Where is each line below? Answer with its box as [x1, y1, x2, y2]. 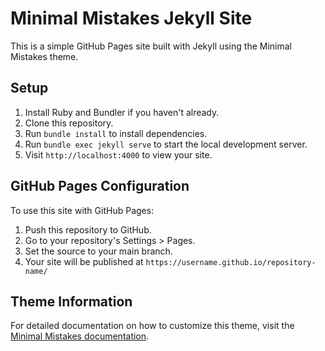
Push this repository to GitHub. [24, 223, 152, 236]
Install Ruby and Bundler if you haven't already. [24, 106, 220, 118]
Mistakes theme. [10, 50, 79, 62]
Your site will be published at [24, 255, 144, 267]
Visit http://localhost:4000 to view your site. [24, 148, 213, 161]
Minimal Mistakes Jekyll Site [10, 7, 253, 30]
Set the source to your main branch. [24, 245, 173, 257]
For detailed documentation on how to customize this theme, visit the [10, 320, 295, 332]
